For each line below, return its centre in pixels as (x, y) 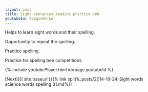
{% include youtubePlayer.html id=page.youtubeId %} (59, 70)
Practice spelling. (22, 51)
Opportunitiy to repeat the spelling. (40, 42)
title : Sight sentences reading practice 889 (52, 14)
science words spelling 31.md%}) (39, 84)
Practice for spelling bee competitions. (44, 61)
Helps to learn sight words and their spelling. (50, 32)
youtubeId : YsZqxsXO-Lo (29, 18)
